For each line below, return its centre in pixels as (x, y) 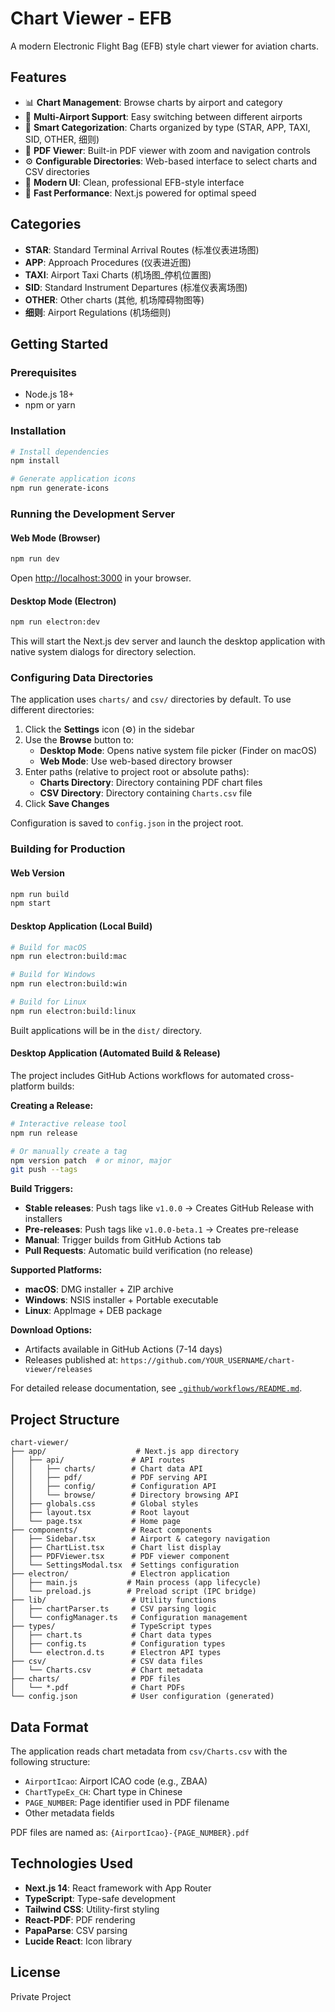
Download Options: (51, 1330)
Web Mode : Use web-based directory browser (136, 761)
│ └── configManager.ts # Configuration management (129, 1618)
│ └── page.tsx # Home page (96, 1522)
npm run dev (35, 559)
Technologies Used (71, 1863)
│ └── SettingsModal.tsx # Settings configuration (125, 1565)
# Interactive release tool (69, 1123)
